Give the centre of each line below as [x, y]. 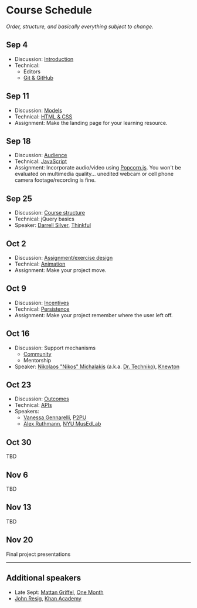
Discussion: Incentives [42, 303]
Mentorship [37, 360]
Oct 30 [19, 442]
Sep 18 [18, 141]
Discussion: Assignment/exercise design [64, 258]
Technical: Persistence [42, 309]
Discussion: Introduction [44, 59]
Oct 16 [18, 334]
